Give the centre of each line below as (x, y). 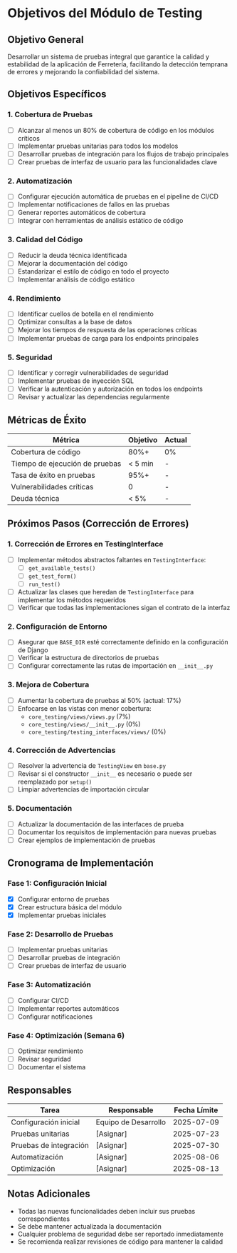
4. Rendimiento (34, 298)
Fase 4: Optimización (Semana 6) (66, 1035)
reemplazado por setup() (55, 782)
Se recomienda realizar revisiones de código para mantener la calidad (120, 1242)
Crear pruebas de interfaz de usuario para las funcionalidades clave (117, 161)
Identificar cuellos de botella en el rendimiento (86, 314)
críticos (29, 138)
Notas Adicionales (49, 1194)
